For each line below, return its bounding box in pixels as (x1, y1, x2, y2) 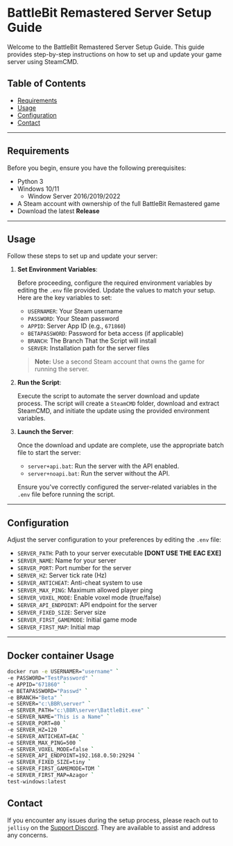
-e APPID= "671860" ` (7, 681, 67, 688)
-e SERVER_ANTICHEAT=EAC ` (7, 733, 85, 739)
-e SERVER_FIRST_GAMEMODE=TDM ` (7, 765, 101, 772)
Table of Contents (7, 78, 87, 90)
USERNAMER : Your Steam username (27, 307, 123, 315)
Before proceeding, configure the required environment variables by (17, 279, 213, 287)
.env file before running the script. (17, 490, 116, 499)
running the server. (34, 365, 89, 373)
